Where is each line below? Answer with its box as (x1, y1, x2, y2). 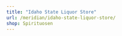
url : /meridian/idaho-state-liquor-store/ (6, 15, 116, 21)
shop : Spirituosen (6, 20, 53, 26)
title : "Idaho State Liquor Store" (6, 9, 97, 15)
